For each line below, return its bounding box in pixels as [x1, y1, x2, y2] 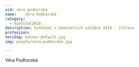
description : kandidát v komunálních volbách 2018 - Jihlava [5, 26, 135, 31]
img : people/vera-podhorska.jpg [5, 39, 72, 44]
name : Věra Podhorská [5, 12, 57, 17]
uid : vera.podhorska [5, 7, 48, 12]
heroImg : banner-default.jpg [5, 35, 66, 40]
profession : [5, 30, 30, 35]
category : [5, 16, 26, 21]
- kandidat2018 [9, 21, 41, 26]
